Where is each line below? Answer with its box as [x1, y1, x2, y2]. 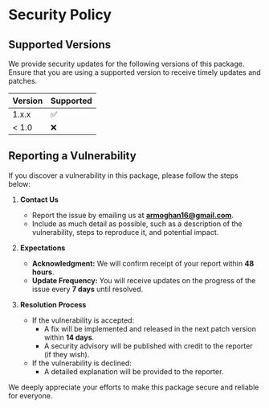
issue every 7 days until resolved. [31, 284, 144, 294]
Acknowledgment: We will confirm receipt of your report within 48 [31, 258, 255, 268]
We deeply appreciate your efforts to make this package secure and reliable [8, 382, 259, 392]
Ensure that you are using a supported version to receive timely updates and [8, 68, 261, 77]
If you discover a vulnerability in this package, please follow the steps [8, 171, 238, 180]
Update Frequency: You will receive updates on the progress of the [31, 275, 256, 285]
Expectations [19, 243, 66, 253]
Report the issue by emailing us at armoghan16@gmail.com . [31, 210, 234, 220]
